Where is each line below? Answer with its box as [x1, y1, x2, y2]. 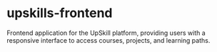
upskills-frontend [6, 5, 113, 21]
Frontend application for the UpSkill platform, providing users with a [6, 28, 206, 37]
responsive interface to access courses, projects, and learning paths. [6, 36, 211, 44]
